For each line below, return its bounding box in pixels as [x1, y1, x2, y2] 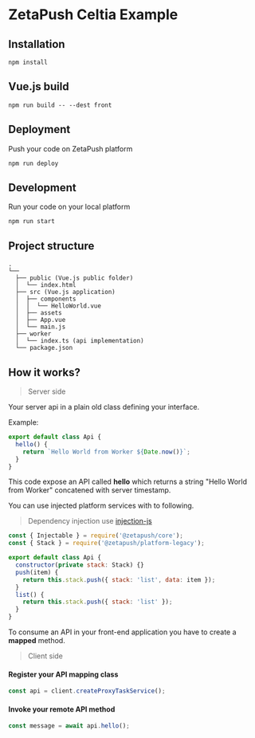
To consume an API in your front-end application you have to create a [8, 627, 237, 637]
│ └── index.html [15, 281, 77, 289]
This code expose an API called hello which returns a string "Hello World [8, 477, 248, 487]
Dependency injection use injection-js [27, 516, 153, 526]
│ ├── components [15, 295, 77, 304]
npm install [8, 58, 48, 66]
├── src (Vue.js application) [15, 289, 116, 296]
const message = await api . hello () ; [8, 722, 130, 730]
